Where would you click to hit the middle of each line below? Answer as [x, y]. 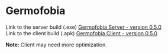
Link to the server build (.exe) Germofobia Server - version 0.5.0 [84, 27]
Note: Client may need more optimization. [56, 45]
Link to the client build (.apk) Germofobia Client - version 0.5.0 [82, 33]
